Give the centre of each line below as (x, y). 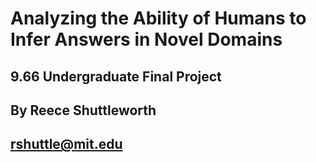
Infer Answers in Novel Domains (146, 39)
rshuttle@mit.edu (66, 144)
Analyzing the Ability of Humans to (158, 18)
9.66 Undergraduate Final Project (116, 76)
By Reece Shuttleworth (83, 110)
